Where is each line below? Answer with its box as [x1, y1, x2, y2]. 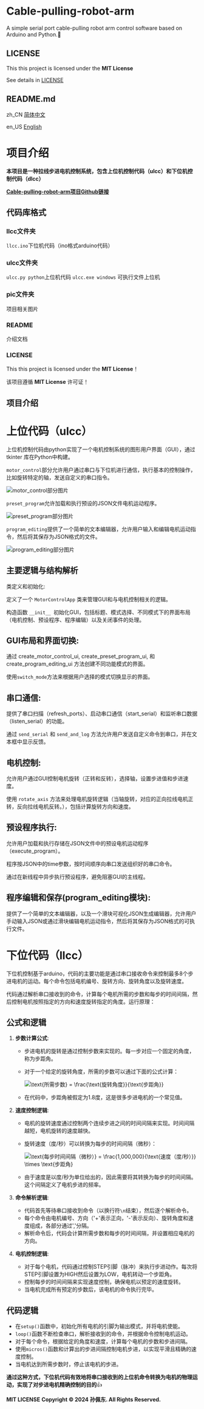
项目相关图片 [6, 305, 38, 312]
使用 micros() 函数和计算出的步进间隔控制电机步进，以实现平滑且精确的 [15, 1345, 192, 1353]
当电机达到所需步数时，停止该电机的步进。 [15, 1360, 122, 1368]
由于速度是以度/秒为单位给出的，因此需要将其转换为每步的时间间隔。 [24, 1173, 197, 1181]
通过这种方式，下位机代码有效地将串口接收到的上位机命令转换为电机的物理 [6, 1374, 192, 1381]
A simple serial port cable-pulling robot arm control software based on [6, 24, 183, 32]
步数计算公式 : [15, 1034, 49, 1042]
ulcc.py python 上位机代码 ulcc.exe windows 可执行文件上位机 [6, 273, 160, 281]
